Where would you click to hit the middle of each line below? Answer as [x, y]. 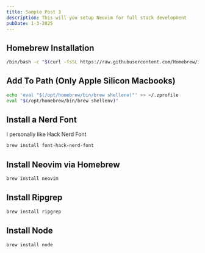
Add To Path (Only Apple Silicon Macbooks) [91, 81]
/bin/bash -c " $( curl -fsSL [42, 62]
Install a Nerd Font [42, 120]
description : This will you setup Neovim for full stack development [97, 18]
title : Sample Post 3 [34, 12]
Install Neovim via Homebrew [63, 164]
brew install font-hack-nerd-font [50, 146]
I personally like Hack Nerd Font [46, 134]
